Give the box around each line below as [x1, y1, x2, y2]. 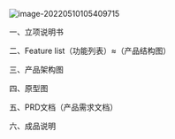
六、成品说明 [9, 120, 56, 131]
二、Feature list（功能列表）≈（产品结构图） [9, 45, 171, 56]
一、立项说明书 [9, 27, 64, 37]
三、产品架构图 [9, 65, 64, 74]
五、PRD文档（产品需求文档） [9, 102, 118, 112]
